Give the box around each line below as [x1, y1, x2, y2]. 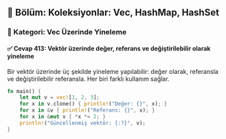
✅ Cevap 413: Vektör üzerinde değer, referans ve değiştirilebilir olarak [7, 44, 211, 52]
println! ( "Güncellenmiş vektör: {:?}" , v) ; [19, 119, 146, 127]
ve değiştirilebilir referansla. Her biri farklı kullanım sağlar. [7, 75, 170, 83]
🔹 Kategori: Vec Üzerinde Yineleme [7, 27, 127, 37]
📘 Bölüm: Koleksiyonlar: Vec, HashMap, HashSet [7, 7, 220, 18]
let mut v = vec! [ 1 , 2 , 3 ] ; [19, 94, 100, 101]
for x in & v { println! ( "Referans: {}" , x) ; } [19, 107, 155, 114]
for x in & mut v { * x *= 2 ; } [19, 114, 106, 121]
